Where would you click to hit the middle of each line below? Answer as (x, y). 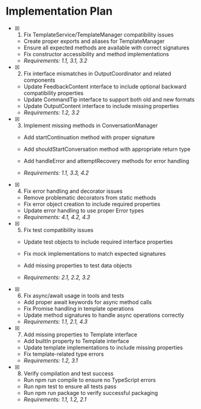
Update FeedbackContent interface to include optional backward (105, 86)
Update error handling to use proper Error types (84, 210)
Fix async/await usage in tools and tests (74, 295)
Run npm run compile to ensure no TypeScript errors (90, 380)
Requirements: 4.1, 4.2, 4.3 (57, 217)
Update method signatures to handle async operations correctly (104, 315)
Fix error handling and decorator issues (73, 191)
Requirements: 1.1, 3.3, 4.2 (56, 173)
